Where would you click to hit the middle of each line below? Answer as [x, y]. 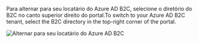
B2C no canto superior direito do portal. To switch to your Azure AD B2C [96, 15]
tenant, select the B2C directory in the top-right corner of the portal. [91, 21]
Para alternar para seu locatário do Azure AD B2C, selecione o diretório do [99, 9]
